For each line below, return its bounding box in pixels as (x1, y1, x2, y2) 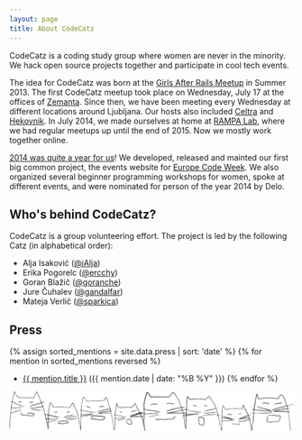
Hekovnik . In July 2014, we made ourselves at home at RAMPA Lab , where (9, 115, 286, 126)
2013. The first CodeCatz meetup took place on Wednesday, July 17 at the (9, 87, 285, 97)
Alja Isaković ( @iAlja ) (22, 258, 101, 269)
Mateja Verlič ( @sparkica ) (22, 296, 119, 307)
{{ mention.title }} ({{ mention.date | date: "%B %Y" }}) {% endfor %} (22, 373, 279, 384)
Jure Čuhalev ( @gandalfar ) (22, 287, 124, 298)
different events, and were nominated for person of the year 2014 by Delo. (9, 180, 285, 191)
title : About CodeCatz (9, 23, 95, 33)
